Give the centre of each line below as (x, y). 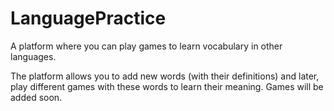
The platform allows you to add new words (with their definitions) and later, (165, 76)
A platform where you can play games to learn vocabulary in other (146, 46)
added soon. (36, 97)
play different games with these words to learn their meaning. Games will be (167, 86)
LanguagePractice (88, 18)
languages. (33, 56)
